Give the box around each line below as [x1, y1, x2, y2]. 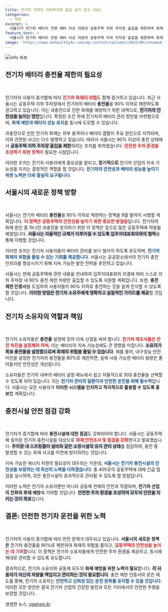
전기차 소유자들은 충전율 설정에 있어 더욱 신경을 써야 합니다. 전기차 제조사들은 [5, 336, 156, 342]
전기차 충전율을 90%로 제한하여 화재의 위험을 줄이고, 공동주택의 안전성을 [10, 542, 152, 548]
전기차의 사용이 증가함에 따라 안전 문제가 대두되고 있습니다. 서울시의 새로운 [5, 536, 150, 542]
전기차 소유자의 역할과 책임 [5, 312, 82, 321]
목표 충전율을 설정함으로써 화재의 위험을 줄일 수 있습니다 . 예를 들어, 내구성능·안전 [5, 349, 161, 355]
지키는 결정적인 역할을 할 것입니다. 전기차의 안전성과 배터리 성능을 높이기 [18, 166, 159, 172]
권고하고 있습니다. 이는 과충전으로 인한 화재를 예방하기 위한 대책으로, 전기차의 [5, 107, 156, 113]
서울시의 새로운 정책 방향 [5, 188, 76, 196]
